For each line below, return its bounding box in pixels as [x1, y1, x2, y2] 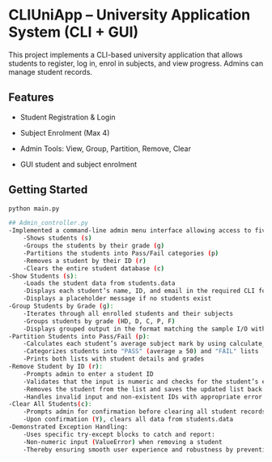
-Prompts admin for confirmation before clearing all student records [23, 408, 266, 416]
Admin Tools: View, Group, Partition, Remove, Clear [19, 144, 192, 153]
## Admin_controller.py [8, 219, 89, 227]
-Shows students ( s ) [23, 234, 92, 243]
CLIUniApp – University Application [8, 6, 251, 24]
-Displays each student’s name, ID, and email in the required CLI [23, 287, 255, 296]
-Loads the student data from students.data [23, 279, 176, 287]
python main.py [8, 205, 60, 213]
